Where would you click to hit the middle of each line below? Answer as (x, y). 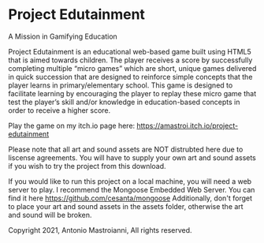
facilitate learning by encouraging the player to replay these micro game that (132, 93)
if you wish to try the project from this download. (87, 166)
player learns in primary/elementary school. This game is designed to (121, 85)
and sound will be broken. (50, 215)
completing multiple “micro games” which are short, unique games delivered (132, 68)
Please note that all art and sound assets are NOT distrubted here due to (126, 149)
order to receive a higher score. (59, 110)
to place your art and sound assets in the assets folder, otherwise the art (126, 206)
